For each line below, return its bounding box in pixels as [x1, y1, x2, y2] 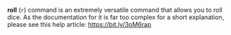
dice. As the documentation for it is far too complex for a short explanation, [7, 13, 225, 21]
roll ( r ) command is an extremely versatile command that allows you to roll [7, 6, 223, 14]
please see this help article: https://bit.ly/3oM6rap [7, 21, 152, 28]
